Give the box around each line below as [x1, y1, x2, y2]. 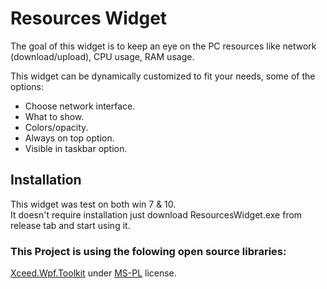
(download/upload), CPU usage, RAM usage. [10, 50, 195, 62]
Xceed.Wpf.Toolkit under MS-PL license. [10, 267, 177, 279]
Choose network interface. [24, 100, 136, 112]
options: [10, 80, 45, 92]
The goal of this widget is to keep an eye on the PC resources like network [10, 40, 317, 52]
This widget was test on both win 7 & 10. [10, 198, 177, 210]
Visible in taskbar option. [24, 142, 128, 154]
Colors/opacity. [24, 121, 89, 133]
